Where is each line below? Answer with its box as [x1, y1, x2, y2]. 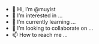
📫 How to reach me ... [11, 32, 68, 38]
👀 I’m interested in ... [11, 12, 63, 19]
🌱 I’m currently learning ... [11, 18, 76, 25]
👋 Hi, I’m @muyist [11, 6, 56, 12]
